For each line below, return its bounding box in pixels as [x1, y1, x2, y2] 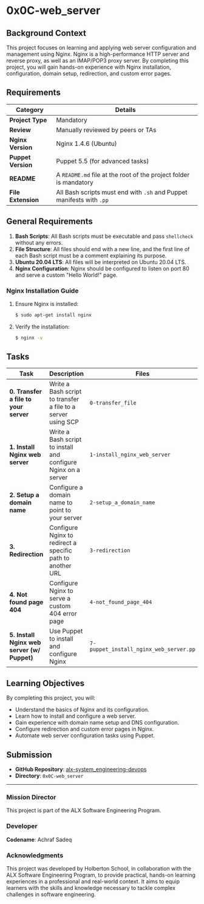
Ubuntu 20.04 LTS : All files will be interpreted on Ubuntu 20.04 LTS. [15, 258, 186, 265]
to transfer [49, 395, 80, 403]
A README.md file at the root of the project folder [56, 170, 190, 179]
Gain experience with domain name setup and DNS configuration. [15, 719, 180, 726]
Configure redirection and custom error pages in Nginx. [15, 725, 154, 733]
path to [49, 554, 70, 563]
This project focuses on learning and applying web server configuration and [6, 44, 197, 51]
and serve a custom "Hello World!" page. [15, 271, 118, 279]
